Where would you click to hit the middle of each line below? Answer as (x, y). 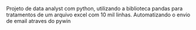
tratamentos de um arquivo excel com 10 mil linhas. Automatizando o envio (98, 15)
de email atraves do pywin (39, 21)
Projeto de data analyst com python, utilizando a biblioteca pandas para (95, 9)
